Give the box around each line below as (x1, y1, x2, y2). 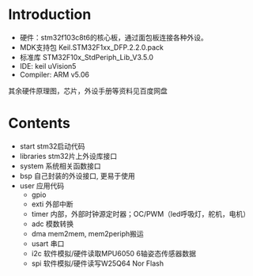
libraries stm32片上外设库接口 (19, 151, 117, 161)
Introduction (8, 6, 92, 24)
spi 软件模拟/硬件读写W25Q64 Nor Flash (31, 259, 164, 268)
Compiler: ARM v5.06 (19, 70, 89, 79)
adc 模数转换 (31, 219, 74, 229)
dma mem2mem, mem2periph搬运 (31, 229, 144, 238)
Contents (8, 115, 71, 132)
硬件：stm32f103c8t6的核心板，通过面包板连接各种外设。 (19, 32, 208, 42)
